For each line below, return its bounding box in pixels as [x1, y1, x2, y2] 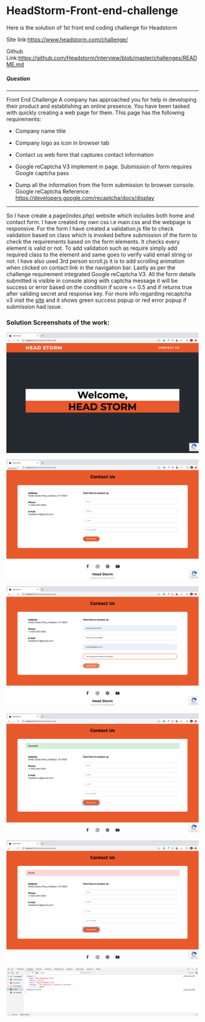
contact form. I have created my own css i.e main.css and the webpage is [6, 218, 192, 225]
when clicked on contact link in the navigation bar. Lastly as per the [6, 264, 176, 271]
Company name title [15, 127, 66, 135]
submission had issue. [6, 302, 62, 310]
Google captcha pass [15, 169, 69, 176]
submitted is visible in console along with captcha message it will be [6, 277, 178, 284]
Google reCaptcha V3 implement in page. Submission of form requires [15, 163, 192, 170]
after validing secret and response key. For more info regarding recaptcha [6, 290, 192, 297]
